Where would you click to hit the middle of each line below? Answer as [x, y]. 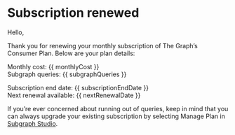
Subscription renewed [73, 13]
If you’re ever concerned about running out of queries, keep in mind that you [118, 108]
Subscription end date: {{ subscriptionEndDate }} [78, 87]
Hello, [16, 32]
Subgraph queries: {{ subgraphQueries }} [67, 74]
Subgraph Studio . [33, 123]
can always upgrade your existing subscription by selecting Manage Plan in [116, 116]
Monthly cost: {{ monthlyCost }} [53, 66]
